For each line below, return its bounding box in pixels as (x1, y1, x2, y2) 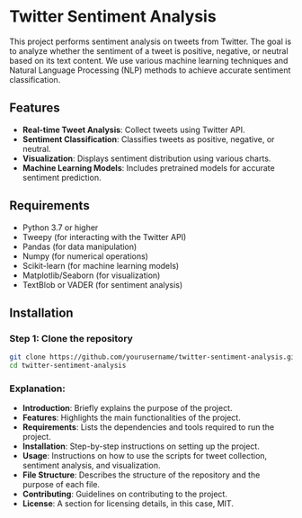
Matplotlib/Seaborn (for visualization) (22, 270, 161, 281)
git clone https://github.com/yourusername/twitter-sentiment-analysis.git (9, 353, 299, 362)
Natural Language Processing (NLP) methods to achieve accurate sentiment (9, 65, 291, 76)
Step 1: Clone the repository (9, 332, 133, 344)
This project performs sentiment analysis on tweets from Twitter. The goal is (9, 36, 292, 47)
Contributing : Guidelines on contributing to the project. (22, 488, 227, 500)
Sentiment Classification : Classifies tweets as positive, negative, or (22, 133, 275, 145)
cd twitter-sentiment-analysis (9, 362, 127, 371)
